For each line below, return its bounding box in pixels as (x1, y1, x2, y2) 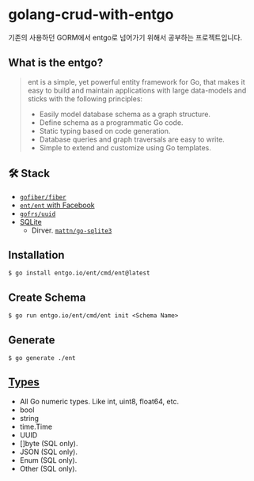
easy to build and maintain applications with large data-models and (27, 85, 247, 95)
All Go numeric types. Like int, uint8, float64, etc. (19, 396, 180, 406)
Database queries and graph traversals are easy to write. (39, 134, 226, 144)
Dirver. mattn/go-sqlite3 (31, 225, 112, 235)
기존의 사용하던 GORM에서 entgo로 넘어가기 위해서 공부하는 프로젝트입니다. (8, 32, 243, 42)
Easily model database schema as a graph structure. (39, 109, 211, 119)
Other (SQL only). (19, 464, 78, 473)
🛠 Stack (8, 167, 50, 180)
